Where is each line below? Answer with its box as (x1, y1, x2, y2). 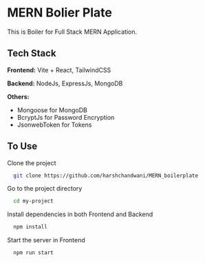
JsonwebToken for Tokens (17, 120, 92, 129)
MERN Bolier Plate (7, 5, 112, 21)
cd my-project (13, 198, 54, 204)
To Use (7, 140, 38, 152)
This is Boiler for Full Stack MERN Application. (7, 28, 138, 36)
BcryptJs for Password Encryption (17, 113, 115, 121)
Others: (7, 92, 30, 101)
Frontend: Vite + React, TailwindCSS (7, 65, 111, 74)
